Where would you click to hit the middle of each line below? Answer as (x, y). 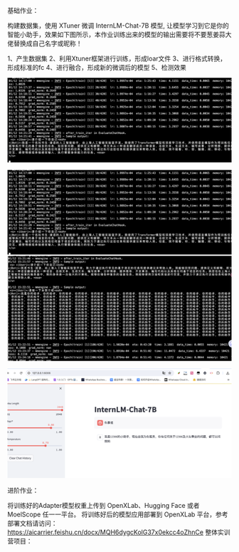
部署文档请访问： (32, 524)
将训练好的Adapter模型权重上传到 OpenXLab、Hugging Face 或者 (104, 506)
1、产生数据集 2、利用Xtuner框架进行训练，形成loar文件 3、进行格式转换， (117, 58)
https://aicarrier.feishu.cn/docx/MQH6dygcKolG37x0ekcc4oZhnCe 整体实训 (119, 532)
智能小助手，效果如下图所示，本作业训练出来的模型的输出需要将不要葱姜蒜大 (119, 35)
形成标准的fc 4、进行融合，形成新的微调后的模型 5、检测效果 (97, 67)
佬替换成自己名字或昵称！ (45, 43)
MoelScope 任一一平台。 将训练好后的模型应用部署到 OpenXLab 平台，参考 (118, 514)
